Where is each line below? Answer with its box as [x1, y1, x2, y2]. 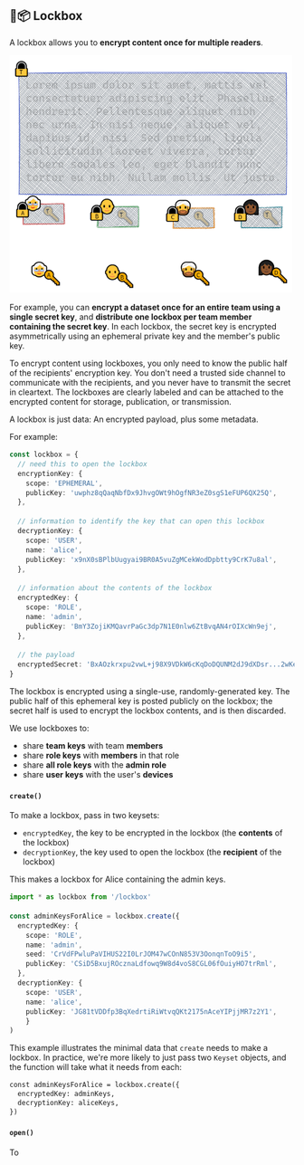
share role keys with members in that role [22, 750, 179, 761]
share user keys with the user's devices [22, 769, 174, 780]
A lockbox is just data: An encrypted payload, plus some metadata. [9, 414, 260, 425]
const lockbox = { [9, 450, 79, 460]
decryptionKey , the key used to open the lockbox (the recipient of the [22, 846, 282, 858]
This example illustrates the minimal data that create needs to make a [9, 1043, 269, 1054]
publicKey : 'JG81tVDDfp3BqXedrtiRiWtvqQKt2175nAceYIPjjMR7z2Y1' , [25, 1007, 278, 1017]
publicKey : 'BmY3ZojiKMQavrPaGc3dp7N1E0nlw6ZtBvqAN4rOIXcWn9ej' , [25, 622, 278, 631]
